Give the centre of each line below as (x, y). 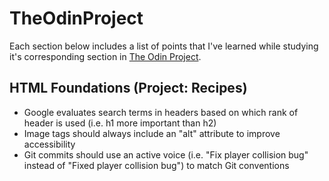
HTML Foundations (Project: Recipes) (128, 88)
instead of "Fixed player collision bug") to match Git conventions (156, 165)
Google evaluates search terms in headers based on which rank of (161, 112)
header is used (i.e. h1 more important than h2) (120, 123)
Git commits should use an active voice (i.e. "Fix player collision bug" (166, 154)
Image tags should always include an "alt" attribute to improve (152, 133)
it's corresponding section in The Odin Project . (105, 56)
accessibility (49, 144)
